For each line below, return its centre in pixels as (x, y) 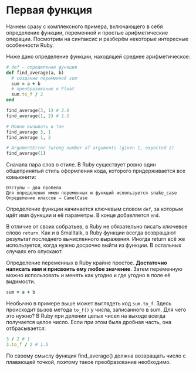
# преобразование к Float (43, 89)
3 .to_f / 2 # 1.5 (27, 344)
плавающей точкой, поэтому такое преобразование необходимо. (89, 362)
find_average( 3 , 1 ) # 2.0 (38, 111)
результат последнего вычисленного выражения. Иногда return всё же (96, 239)
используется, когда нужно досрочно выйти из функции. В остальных (94, 245)
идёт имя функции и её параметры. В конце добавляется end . (83, 215)
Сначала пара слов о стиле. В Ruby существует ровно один (81, 165)
